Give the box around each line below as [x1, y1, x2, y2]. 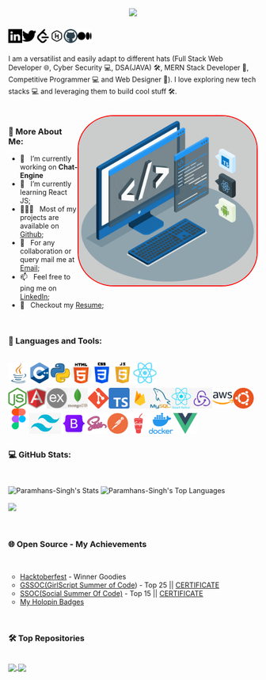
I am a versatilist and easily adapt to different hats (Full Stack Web [8, 54, 223, 63]
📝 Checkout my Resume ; [19, 300, 104, 310]
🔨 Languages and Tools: [8, 336, 103, 347]
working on [19, 162, 57, 172]
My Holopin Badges [19, 597, 85, 607]
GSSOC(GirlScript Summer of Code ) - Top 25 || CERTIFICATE [19, 580, 220, 590]
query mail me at [19, 255, 75, 264]
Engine [19, 171, 44, 180]
